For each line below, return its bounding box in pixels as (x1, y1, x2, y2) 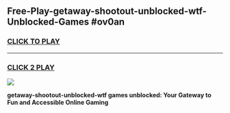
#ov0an (91, 16, 125, 28)
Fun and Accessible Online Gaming (7, 98, 109, 106)
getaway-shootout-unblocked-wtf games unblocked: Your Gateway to (7, 90, 212, 99)
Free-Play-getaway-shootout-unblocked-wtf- (7, 5, 207, 17)
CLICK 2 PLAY (7, 62, 55, 72)
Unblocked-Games (7, 16, 90, 28)
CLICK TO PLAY (7, 37, 60, 47)
